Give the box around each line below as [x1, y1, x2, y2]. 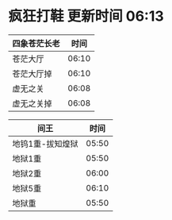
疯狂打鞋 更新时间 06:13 [8, 7, 164, 25]
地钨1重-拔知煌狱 [12, 138, 78, 149]
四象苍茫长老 [12, 37, 61, 48]
